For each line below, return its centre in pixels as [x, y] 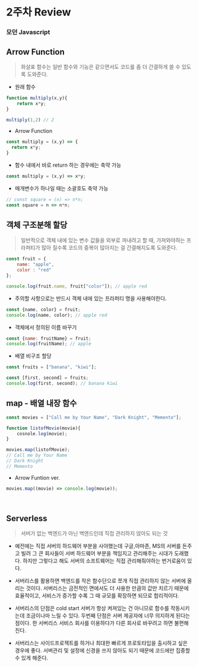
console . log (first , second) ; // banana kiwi [62, 384]
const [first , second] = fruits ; [47, 378]
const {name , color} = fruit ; [44, 309]
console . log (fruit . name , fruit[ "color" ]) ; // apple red [76, 286]
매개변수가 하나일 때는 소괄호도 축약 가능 [61, 188]
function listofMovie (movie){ [44, 428]
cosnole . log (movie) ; [42, 433]
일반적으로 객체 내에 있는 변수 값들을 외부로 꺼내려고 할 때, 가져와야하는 [103, 240]
